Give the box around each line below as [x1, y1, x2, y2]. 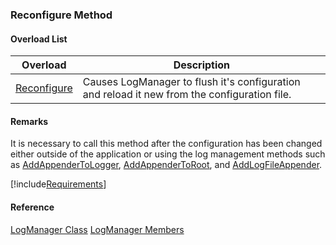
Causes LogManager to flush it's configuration [82, 75, 301, 89]
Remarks [10, 115, 49, 127]
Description [173, 58, 231, 72]
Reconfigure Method [10, 8, 113, 22]
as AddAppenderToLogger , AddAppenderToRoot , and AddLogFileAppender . [10, 159, 323, 171]
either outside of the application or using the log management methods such [10, 148, 326, 160]
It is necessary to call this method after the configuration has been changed [10, 138, 323, 150]
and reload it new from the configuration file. [82, 88, 292, 102]
